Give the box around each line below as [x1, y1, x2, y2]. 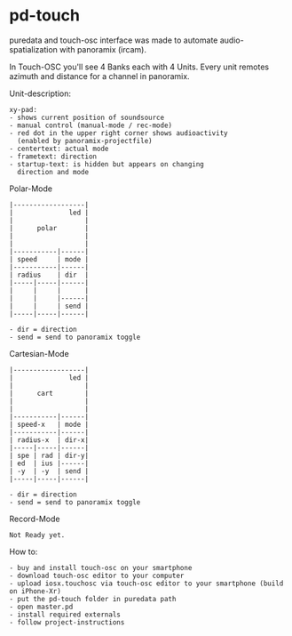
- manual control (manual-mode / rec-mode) [9, 121, 173, 130]
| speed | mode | [9, 254, 90, 263]
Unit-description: [9, 88, 71, 99]
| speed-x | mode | [9, 420, 90, 429]
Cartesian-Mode [9, 348, 69, 358]
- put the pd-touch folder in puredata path [9, 594, 177, 603]
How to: [9, 546, 38, 557]
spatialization [9, 44, 58, 54]
